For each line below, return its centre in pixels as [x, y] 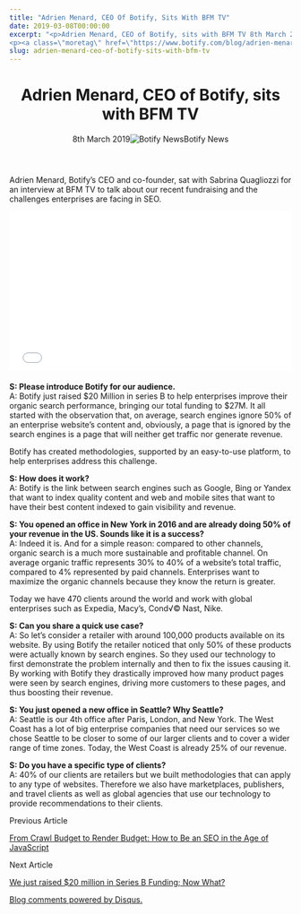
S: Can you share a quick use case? [77, 625]
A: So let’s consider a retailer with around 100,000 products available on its [147, 635]
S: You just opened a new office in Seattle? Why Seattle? [116, 710]
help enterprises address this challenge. [83, 461]
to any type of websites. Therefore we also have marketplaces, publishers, [147, 784]
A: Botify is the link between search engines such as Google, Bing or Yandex [150, 487]
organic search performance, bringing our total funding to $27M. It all [138, 405]
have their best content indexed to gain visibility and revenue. [123, 506]
